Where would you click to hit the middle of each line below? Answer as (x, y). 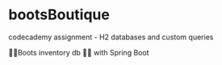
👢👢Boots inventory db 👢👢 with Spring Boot (79, 52)
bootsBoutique (59, 15)
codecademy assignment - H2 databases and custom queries (111, 37)
